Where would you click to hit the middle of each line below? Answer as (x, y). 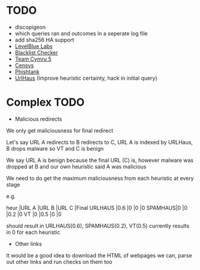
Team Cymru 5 (33, 59)
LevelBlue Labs (34, 46)
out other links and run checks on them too (59, 262)
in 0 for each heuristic (33, 232)
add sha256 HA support (45, 40)
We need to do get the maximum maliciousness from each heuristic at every (100, 178)
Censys (24, 65)
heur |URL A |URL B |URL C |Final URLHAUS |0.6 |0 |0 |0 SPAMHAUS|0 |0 (97, 208)
